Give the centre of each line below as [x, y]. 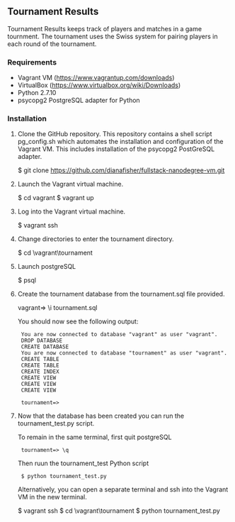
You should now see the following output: [78, 321]
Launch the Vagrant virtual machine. [70, 184]
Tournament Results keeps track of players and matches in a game [105, 28]
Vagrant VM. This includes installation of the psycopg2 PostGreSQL [116, 149]
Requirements [32, 62]
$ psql [27, 280]
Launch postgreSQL [47, 267]
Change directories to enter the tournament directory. [96, 239]
